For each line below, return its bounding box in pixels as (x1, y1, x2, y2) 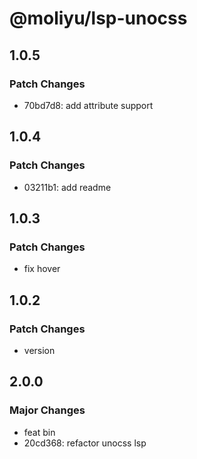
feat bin (23, 426, 56, 438)
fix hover (23, 263, 61, 275)
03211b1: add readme (23, 181, 112, 193)
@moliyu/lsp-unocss (9, 7, 188, 30)
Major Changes (9, 403, 86, 417)
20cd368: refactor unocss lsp (23, 437, 147, 449)
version (23, 344, 56, 356)
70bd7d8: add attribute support (23, 99, 154, 111)
